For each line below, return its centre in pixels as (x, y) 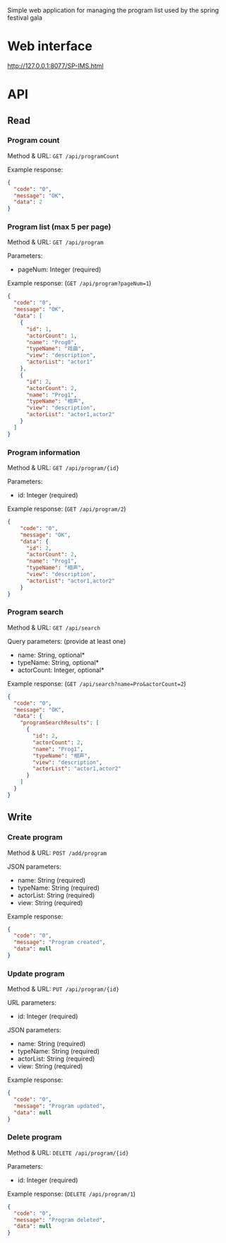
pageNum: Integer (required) (59, 270)
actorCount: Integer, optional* (61, 670)
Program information (44, 452)
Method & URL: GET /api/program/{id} (64, 468)
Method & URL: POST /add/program (57, 853)
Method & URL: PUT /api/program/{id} (64, 989)
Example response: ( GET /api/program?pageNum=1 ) (79, 283)
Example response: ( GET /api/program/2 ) (67, 509)
